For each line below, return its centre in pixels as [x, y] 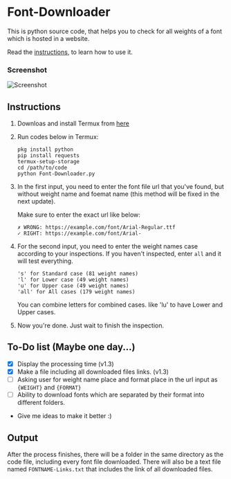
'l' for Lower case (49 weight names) [73, 280]
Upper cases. [36, 312]
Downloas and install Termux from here [73, 124]
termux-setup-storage [48, 162]
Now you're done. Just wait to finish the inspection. [91, 325]
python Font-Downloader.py [56, 174]
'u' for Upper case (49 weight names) [73, 286]
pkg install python [45, 150]
